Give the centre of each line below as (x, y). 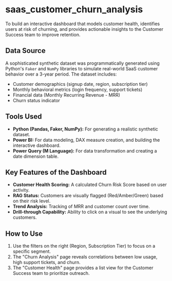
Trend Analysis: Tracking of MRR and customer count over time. (81, 207)
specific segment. (32, 251)
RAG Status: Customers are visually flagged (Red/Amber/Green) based (88, 196)
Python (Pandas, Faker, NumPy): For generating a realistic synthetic (85, 129)
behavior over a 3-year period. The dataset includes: (61, 74)
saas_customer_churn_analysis (74, 10)
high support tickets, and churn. (46, 263)
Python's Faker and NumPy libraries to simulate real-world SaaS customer (82, 68)
